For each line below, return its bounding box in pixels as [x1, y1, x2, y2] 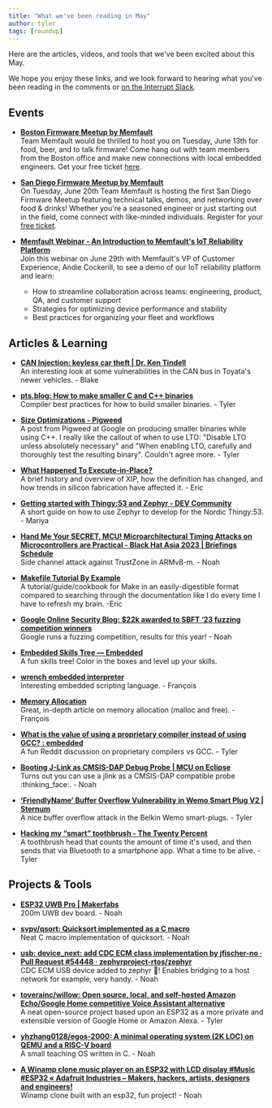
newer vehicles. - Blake [19, 375, 99, 384]
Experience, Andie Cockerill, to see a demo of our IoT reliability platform [19, 262, 261, 272]
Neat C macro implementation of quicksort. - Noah [19, 932, 191, 942]
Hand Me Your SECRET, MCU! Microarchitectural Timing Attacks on [19, 531, 253, 541]
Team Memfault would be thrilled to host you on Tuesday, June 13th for [19, 136, 258, 146]
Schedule [19, 549, 54, 558]
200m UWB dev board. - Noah [19, 907, 123, 918]
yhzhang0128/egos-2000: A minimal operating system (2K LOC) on [19, 1031, 254, 1041]
